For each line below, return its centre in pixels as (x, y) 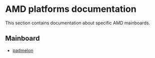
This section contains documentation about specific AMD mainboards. (78, 23)
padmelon (23, 50)
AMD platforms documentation (71, 9)
